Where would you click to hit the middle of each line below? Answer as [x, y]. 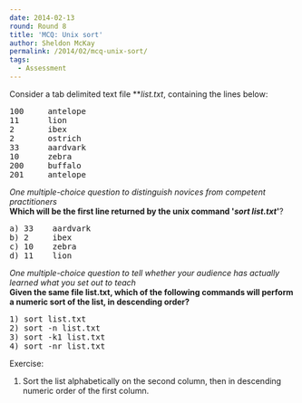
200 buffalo [45, 165]
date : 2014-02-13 [42, 18]
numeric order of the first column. [86, 390]
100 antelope [48, 111]
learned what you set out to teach [73, 283]
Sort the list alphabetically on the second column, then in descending [152, 380]
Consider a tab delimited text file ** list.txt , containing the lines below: [139, 94]
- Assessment [42, 69]
